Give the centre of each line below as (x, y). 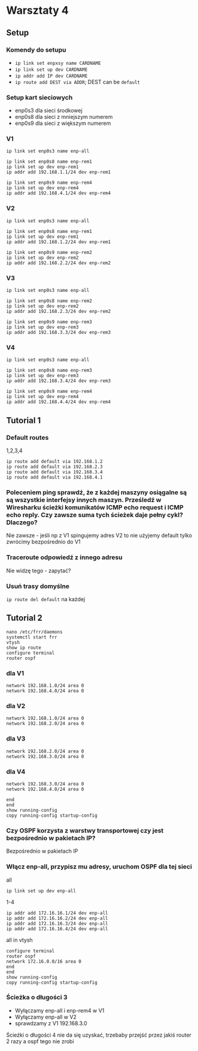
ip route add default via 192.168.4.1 (54, 477)
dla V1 (15, 673)
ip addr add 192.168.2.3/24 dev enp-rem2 (59, 312)
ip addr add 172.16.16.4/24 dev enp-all (57, 928)
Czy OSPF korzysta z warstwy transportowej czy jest (85, 831)
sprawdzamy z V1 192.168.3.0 (51, 1023)
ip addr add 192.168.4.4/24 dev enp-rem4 (59, 402)
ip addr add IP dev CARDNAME (51, 76)
